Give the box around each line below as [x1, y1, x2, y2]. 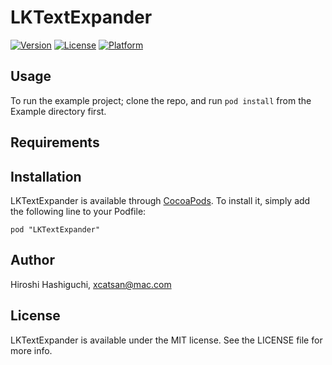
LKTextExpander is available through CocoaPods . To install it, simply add [10, 194, 311, 206]
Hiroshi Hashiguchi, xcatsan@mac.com [10, 278, 172, 290]
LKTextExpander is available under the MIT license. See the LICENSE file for [10, 334, 323, 346]
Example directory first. [10, 105, 107, 117]
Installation [10, 168, 82, 185]
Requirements [10, 134, 100, 151]
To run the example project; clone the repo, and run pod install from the [10, 94, 312, 106]
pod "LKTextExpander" [10, 224, 101, 235]
